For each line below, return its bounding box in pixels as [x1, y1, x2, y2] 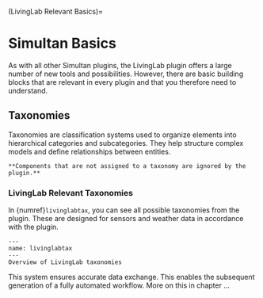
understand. [8, 86, 48, 95]
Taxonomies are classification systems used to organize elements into [8, 130, 237, 139]
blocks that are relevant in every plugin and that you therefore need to [8, 77, 237, 86]
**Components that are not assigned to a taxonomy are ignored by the [8, 162, 246, 170]
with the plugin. [8, 222, 59, 232]
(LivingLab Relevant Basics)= [8, 7, 104, 16]
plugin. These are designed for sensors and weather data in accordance [8, 214, 244, 223]
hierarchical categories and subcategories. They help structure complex [8, 138, 244, 147]
